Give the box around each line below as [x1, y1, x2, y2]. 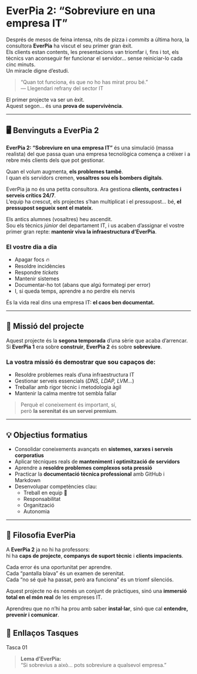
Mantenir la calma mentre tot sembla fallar [14, 390, 117, 397]
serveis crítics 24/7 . [6, 192, 56, 199]
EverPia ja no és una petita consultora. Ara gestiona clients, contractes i [6, 185, 182, 192]
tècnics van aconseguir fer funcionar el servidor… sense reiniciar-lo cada [6, 55, 183, 62]
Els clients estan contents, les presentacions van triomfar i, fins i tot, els [6, 48, 179, 55]
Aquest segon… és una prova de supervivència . [6, 102, 124, 109]
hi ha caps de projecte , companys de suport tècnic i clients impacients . [6, 552, 184, 559]
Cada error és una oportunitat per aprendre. [6, 563, 113, 570]
